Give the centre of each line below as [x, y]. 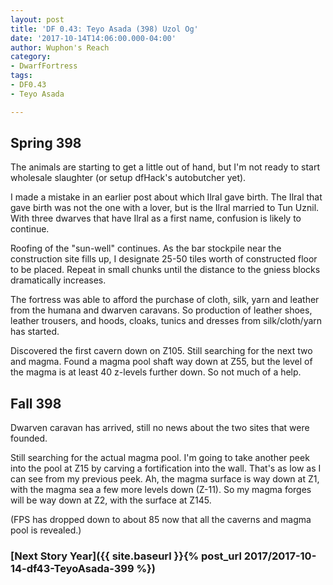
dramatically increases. [58, 280]
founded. [29, 438]
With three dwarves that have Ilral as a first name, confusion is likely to [156, 218]
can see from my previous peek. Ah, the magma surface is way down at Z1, [165, 479]
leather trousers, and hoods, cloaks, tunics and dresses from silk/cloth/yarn [166, 321]
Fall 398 [36, 403]
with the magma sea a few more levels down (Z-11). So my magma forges [161, 490]
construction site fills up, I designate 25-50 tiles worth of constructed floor [164, 259]
